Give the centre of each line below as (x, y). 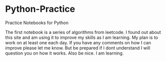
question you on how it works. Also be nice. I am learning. (65, 53)
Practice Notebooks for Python (37, 23)
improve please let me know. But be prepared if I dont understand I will (78, 48)
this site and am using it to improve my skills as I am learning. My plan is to (82, 37)
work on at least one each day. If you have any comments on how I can (78, 42)
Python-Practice (40, 9)
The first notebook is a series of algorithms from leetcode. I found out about (83, 32)
